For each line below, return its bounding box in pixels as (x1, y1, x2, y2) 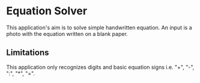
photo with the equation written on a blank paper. (6, 30, 128, 37)
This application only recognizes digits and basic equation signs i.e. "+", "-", (6, 63, 195, 70)
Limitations (6, 48, 49, 58)
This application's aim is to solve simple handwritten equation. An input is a (6, 24, 192, 31)
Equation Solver (6, 4, 88, 18)
